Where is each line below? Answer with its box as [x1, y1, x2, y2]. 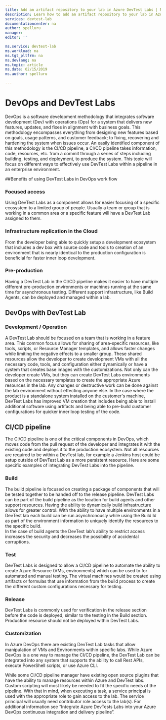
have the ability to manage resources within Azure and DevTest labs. [5, 677, 145, 683]
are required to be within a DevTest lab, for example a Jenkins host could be [5, 452, 160, 458]
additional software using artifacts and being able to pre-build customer [5, 403, 152, 409]
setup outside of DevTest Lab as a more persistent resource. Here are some [5, 457, 160, 463]
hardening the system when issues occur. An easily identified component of [5, 140, 160, 146]
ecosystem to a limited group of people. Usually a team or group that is [5, 205, 150, 211]
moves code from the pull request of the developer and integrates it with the [5, 441, 161, 447]
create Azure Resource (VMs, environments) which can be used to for [5, 567, 148, 573]
